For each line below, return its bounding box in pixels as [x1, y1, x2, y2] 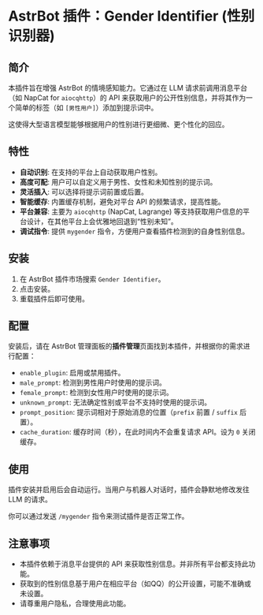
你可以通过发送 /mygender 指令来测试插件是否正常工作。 [8, 512, 189, 521]
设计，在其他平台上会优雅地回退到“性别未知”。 [26, 216, 179, 225]
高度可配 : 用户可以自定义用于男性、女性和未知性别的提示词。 [19, 177, 217, 186]
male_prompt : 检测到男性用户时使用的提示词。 [19, 378, 167, 387]
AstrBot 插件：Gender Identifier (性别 [8, 7, 255, 25]
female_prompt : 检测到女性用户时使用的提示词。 [19, 388, 173, 397]
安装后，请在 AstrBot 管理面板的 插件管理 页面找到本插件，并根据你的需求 [8, 341, 244, 351]
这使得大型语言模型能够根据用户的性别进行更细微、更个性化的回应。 [8, 120, 229, 129]
